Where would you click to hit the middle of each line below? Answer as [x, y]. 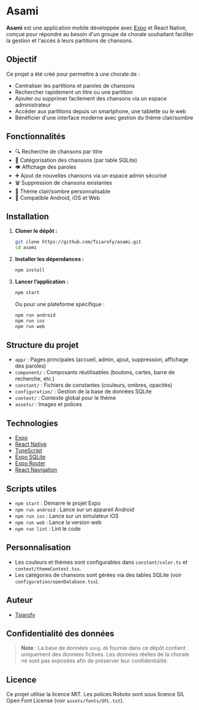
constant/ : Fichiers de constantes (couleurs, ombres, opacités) [94, 385]
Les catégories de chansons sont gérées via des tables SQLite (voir [98, 575]
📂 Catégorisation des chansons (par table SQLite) [76, 160]
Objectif [22, 59]
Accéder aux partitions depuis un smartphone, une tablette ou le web [100, 111]
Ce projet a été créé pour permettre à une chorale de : [73, 74]
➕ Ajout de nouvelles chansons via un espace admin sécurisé [91, 175]
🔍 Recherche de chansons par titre [59, 151]
